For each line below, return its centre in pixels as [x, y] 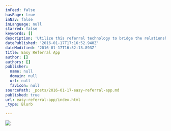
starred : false [21, 29]
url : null [20, 81]
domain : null [24, 76]
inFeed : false [20, 10]
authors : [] [18, 62]
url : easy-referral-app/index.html [43, 100]
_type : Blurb [19, 105]
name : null [21, 72]
